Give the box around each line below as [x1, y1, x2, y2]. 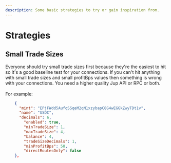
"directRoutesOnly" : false [24, 148, 82, 154]
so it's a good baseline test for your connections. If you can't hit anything [5, 69, 160, 75]
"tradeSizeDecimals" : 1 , [24, 139, 77, 144]
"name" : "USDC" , [18, 110, 54, 115]
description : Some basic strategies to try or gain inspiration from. [5, 7, 160, 13]
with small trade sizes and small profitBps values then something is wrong [5, 74, 162, 80]
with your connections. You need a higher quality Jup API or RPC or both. [5, 80, 161, 86]
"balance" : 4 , [24, 134, 54, 139]
